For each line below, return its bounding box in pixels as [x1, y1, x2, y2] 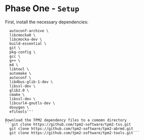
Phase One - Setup [5, 3, 80, 14]
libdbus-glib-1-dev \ [9, 79, 53, 84]
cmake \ [9, 92, 25, 97]
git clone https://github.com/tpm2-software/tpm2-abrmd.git [9, 126, 133, 131]
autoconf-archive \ [9, 28, 49, 33]
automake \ [9, 71, 32, 76]
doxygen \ [9, 105, 29, 110]
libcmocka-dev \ [9, 37, 42, 42]
